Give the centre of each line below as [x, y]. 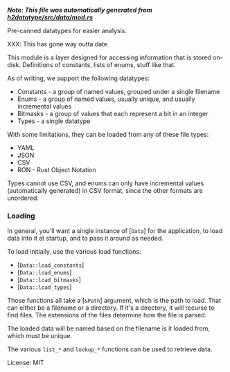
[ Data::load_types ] [44, 287]
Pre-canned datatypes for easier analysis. [67, 31]
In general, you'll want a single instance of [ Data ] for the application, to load [115, 231]
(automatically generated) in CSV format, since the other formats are [105, 190]
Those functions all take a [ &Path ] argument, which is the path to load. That [114, 301]
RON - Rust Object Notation [57, 170]
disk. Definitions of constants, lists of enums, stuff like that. [91, 65]
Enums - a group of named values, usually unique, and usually [106, 99]
